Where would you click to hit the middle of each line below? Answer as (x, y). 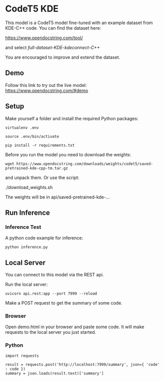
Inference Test (23, 227)
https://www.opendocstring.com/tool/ (44, 38)
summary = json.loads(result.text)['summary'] (54, 373)
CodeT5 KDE (32, 9)
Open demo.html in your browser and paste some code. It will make (75, 327)
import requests (22, 356)
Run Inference (27, 212)
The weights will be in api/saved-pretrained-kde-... (57, 197)
